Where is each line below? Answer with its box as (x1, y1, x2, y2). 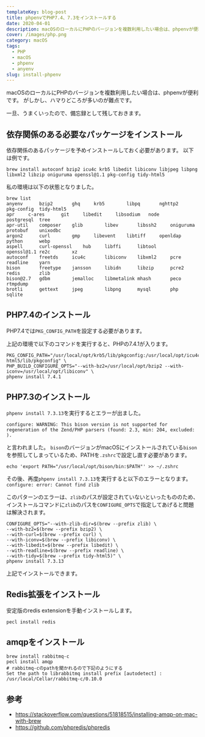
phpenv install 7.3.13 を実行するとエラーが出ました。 (6, 409, 145, 416)
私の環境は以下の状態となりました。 (6, 183, 98, 191)
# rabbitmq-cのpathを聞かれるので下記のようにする (6, 665, 123, 672)
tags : (6, 43, 20, 50)
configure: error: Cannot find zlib (6, 482, 99, 488)
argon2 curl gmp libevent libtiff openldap (6, 233, 182, 239)
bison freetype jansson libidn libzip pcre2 (6, 265, 184, 271)
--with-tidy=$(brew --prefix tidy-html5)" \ (6, 552, 121, 559)
